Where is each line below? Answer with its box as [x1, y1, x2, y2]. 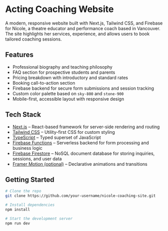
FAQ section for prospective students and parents [12, 69, 115, 75]
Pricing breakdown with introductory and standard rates [12, 74, 128, 81]
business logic [12, 145, 43, 151]
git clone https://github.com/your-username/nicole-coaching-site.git [5, 193, 156, 198]
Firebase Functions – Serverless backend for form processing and [12, 139, 149, 146]
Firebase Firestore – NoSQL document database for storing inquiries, [12, 150, 155, 156]
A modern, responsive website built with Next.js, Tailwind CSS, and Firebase [5, 20, 163, 26]
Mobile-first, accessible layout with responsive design [12, 96, 124, 102]
